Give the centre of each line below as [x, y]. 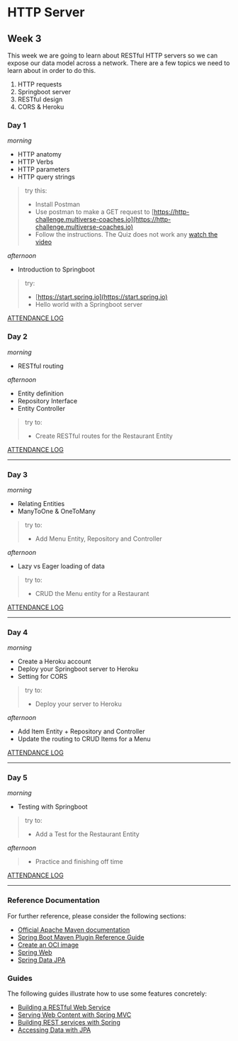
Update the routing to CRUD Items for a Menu [84, 739]
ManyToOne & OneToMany [56, 511]
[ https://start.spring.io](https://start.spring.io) [101, 297]
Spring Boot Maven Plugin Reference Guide [81, 937]
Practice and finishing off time [79, 862]
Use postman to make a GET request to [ [95, 212]
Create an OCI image [48, 945]
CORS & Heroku [41, 107]
